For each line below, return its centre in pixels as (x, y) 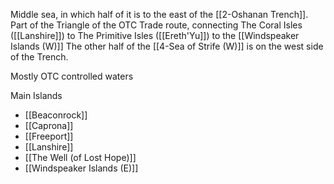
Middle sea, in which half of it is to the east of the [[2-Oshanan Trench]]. (159, 14)
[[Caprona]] (49, 125)
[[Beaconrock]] (56, 115)
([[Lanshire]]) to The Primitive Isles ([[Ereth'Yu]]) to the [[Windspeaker (155, 35)
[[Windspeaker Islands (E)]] (81, 168)
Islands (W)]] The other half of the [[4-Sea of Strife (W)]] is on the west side (167, 46)
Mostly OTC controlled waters (72, 76)
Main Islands (36, 95)
